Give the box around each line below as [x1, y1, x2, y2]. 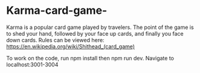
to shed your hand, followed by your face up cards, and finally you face [6, 30, 184, 37]
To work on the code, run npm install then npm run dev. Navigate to [6, 54, 174, 62]
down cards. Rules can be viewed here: [6, 36, 105, 43]
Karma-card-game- [6, 4, 108, 17]
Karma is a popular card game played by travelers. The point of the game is [6, 24, 195, 31]
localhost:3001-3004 [6, 61, 59, 68]
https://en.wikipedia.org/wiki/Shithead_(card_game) [6, 43, 135, 50]
